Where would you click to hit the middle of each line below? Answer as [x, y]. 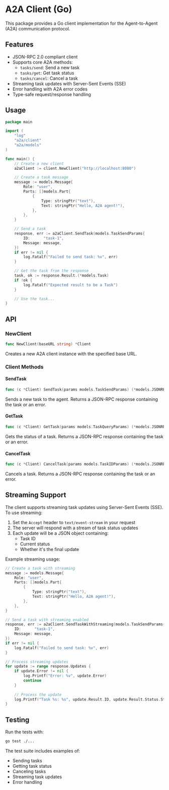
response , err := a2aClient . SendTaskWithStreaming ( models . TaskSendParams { [85, 624]
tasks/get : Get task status [47, 73]
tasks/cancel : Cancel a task [49, 78]
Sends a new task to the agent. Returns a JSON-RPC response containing [82, 399]
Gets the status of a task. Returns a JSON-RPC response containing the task [84, 436]
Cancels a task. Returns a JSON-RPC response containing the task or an [80, 474]
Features [19, 45]
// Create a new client [39, 164]
